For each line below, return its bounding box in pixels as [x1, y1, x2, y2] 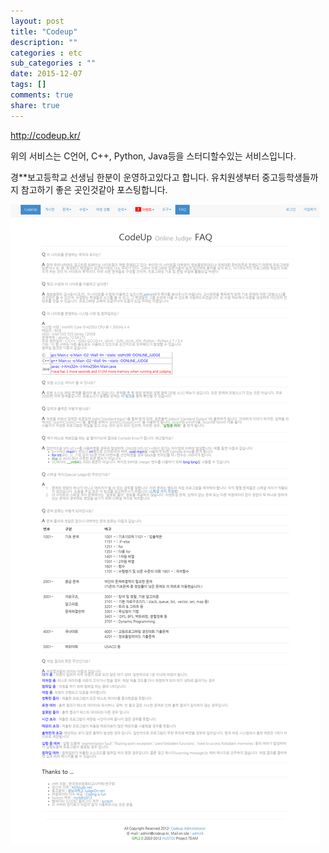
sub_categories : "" [10, 58, 97, 69]
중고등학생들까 [261, 171, 319, 183]
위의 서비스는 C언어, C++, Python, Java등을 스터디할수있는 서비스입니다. [10, 150, 297, 162]
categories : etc [10, 48, 83, 58]
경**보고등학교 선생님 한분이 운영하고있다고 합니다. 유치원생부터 [10, 171, 260, 183]
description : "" [10, 37, 78, 47]
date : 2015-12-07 [10, 69, 83, 79]
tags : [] [10, 80, 47, 90]
